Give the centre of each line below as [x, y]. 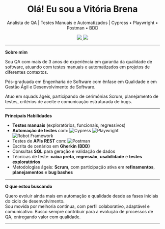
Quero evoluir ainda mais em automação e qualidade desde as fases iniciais [82, 196]
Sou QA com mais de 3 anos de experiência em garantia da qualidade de [79, 61]
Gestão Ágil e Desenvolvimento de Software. [50, 86]
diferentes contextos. [27, 72]
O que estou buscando [29, 186]
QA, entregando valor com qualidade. [43, 217]
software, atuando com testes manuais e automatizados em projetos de [78, 67]
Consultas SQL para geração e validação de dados [64, 151]
